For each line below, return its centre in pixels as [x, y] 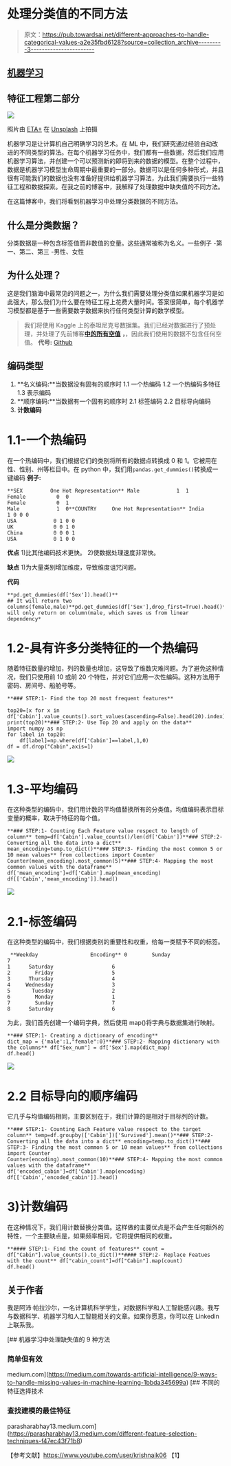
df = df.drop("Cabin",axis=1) [51, 747]
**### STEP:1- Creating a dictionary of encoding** [82, 1036]
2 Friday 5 [61, 973]
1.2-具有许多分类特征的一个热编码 [103, 648]
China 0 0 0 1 [41, 533]
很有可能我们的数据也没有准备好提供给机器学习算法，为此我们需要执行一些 [112, 178]
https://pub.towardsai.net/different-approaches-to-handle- [126, 34]
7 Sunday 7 [61, 1003]
